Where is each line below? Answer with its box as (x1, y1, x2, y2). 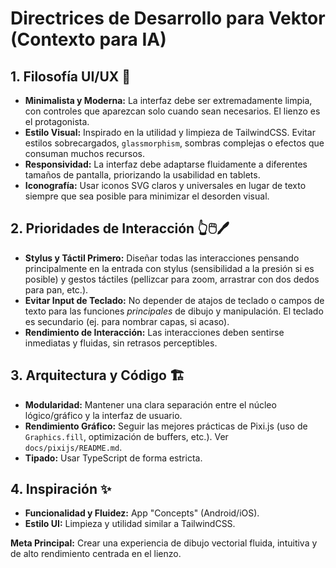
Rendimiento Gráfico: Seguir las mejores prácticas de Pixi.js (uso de (24, 420, 308, 432)
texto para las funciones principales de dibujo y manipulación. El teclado (24, 305, 324, 317)
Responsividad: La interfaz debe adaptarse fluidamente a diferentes (24, 158, 308, 170)
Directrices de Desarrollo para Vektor (10, 7, 326, 30)
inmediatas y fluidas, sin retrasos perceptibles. (24, 337, 218, 349)
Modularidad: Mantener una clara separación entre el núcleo (24, 398, 277, 411)
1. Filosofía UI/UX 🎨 (10, 68, 132, 85)
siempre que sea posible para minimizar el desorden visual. (24, 190, 270, 202)
